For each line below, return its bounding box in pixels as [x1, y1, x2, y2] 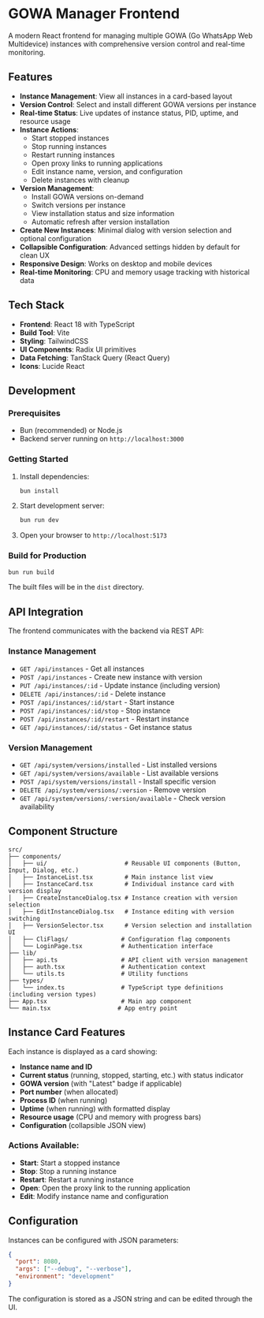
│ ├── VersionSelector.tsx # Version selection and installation [8, 921, 252, 929]
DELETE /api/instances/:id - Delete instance [19, 689, 166, 698]
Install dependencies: [19, 471, 90, 481]
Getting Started [8, 454, 69, 465]
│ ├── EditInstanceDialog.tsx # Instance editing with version [8, 907, 235, 915]
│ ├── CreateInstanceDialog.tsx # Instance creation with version [8, 894, 238, 902]
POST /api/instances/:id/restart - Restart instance [19, 714, 189, 724]
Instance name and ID [19, 1062, 93, 1071]
